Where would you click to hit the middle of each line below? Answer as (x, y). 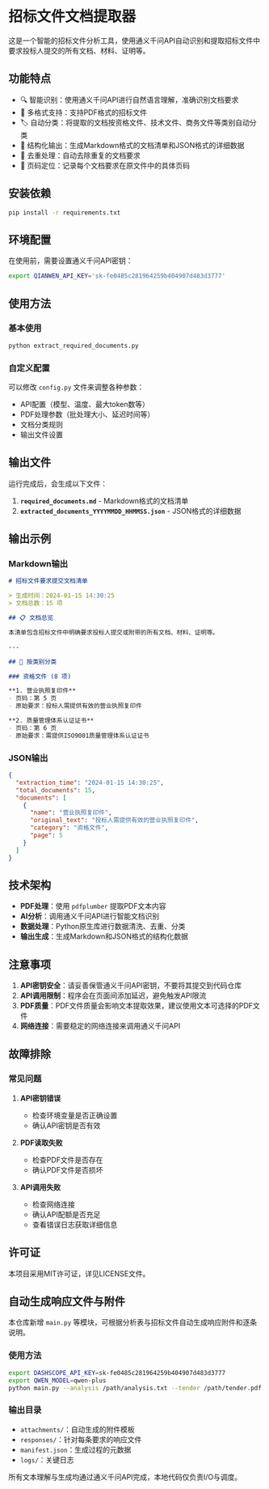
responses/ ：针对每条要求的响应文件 (81, 1439)
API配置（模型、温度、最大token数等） (84, 404)
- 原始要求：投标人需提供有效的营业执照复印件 (76, 706)
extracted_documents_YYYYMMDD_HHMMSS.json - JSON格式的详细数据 (130, 511)
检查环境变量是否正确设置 (75, 1115)
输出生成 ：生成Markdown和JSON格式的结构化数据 (104, 936)
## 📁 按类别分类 (33, 662)
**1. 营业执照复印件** (42, 691)
